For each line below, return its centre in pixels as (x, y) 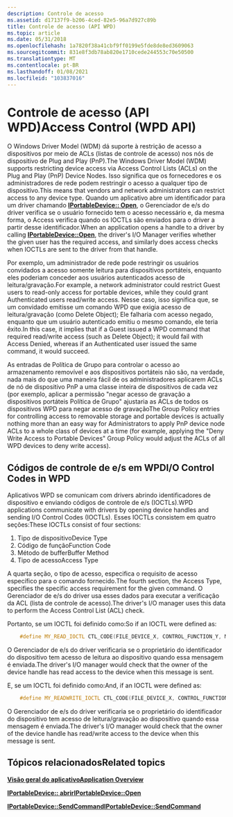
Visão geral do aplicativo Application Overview (76, 779)
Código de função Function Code (64, 546)
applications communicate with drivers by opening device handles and (108, 510)
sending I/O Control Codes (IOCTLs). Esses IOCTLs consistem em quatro (112, 517)
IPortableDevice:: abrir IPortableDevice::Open (74, 793)
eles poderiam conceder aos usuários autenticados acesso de (96, 277)
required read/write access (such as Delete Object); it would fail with (105, 336)
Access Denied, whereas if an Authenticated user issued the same (102, 344)
